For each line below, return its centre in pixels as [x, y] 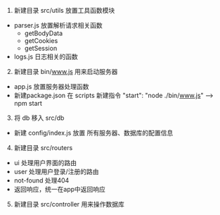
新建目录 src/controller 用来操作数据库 [69, 204]
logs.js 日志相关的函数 [46, 56]
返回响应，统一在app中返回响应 [59, 189]
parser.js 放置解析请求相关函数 [58, 25]
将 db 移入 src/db [39, 118]
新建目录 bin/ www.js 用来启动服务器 [66, 72]
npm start [28, 103]
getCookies [41, 41]
